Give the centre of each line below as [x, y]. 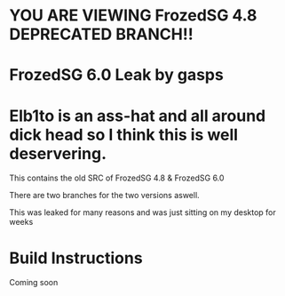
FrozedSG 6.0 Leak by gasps [116, 75]
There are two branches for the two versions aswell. [104, 196]
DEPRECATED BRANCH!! [101, 34]
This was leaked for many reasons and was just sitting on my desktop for [143, 212]
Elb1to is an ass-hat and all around [138, 116]
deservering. [58, 153]
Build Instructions [76, 258]
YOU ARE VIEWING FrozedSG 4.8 [133, 16]
